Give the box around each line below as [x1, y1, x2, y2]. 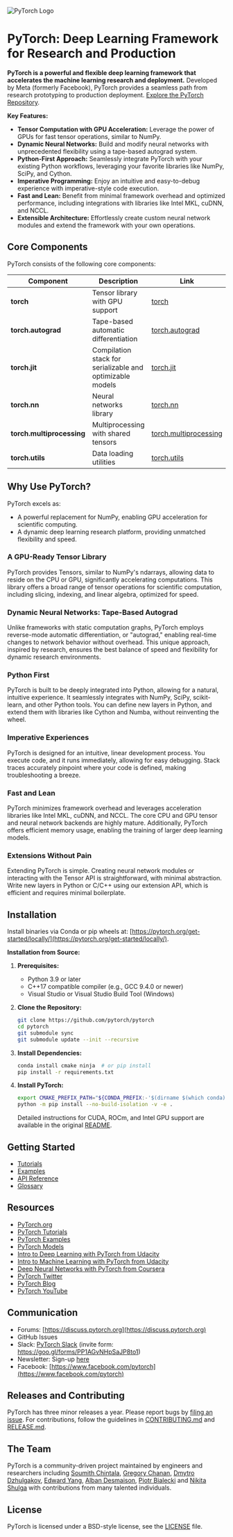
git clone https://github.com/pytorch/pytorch [17, 1017, 155, 1024]
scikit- [193, 693, 212, 702]
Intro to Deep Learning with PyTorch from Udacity [17, 1249, 159, 1258]
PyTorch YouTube [17, 1286, 68, 1295]
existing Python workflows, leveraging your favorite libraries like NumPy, [17, 162, 225, 170]
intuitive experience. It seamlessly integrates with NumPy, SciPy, [7, 693, 192, 702]
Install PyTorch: [17, 1081, 64, 1090]
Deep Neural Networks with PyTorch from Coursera [17, 1265, 165, 1273]
